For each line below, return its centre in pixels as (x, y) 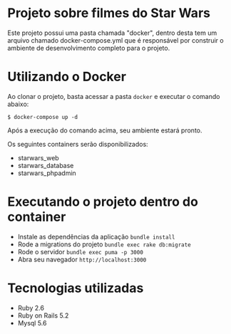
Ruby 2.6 (31, 308)
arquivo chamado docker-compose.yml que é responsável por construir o (115, 40)
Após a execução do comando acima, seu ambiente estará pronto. (105, 130)
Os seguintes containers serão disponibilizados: (78, 144)
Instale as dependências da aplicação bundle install (96, 236)
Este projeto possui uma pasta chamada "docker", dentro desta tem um (112, 33)
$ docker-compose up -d (43, 117)
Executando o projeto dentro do (103, 202)
